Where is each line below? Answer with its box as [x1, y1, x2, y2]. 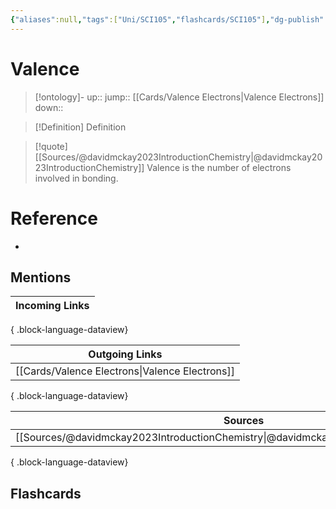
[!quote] [34, 140, 68, 152]
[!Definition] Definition [34, 121, 127, 133]
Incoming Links [15, 299, 90, 313]
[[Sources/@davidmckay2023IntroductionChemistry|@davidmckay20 [34, 151, 323, 163]
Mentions [10, 269, 72, 286]
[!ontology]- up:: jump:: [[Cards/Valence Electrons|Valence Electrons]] [34, 91, 325, 103]
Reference [10, 207, 98, 230]
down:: [34, 101, 64, 113]
